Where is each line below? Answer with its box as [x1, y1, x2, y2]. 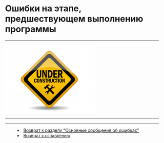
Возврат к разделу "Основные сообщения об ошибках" [23, 127, 139, 133]
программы [5, 24, 57, 35]
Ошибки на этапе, [5, 3, 82, 14]
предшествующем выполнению [5, 13, 143, 24]
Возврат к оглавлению [23, 132, 71, 138]
